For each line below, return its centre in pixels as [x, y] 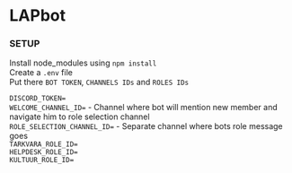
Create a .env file [41, 73]
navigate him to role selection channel [80, 117]
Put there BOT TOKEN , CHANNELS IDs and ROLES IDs [99, 82]
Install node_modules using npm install [83, 63]
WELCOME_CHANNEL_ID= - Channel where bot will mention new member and [144, 108]
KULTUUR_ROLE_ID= [42, 160]
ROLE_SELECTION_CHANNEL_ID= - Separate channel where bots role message [146, 126]
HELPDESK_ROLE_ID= [44, 152]
